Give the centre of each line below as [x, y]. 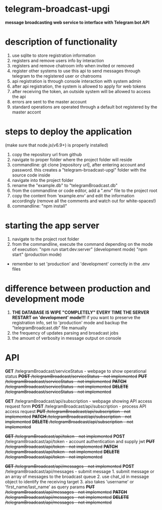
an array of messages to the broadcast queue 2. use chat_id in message [77, 477]
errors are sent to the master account [49, 102]
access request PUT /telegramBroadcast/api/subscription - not [68, 411]
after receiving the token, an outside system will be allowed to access [81, 91]
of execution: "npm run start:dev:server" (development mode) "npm [80, 249]
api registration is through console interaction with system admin [76, 81]
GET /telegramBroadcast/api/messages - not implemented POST [70, 466]
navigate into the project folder [43, 180]
